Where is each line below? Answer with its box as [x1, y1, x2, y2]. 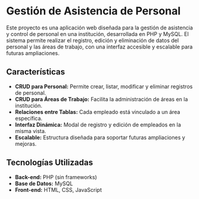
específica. [14, 114, 43, 122]
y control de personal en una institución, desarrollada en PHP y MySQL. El [6, 30, 189, 37]
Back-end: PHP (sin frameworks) [14, 173, 97, 180]
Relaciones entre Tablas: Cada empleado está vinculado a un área [14, 108, 180, 115]
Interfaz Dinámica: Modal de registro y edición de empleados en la [14, 121, 182, 128]
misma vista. [14, 127, 47, 134]
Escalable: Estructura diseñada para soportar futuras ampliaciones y [14, 134, 186, 141]
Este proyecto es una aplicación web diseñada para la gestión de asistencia [6, 24, 193, 31]
